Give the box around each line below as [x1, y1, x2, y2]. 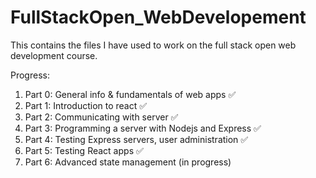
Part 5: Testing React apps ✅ [24, 144, 144, 156]
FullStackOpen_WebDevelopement [10, 6, 307, 29]
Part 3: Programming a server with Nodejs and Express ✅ [24, 122, 262, 134]
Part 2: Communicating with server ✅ [24, 111, 179, 123]
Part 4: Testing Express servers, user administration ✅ [24, 133, 249, 145]
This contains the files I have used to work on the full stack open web [10, 39, 297, 51]
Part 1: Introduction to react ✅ [24, 99, 148, 111]
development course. [10, 49, 98, 61]
